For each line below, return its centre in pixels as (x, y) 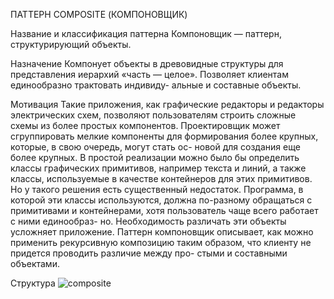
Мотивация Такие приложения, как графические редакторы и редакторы (167, 104)
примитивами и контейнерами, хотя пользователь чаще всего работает (164, 210)
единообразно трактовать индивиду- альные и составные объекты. (156, 85)
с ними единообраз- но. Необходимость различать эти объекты (148, 221)
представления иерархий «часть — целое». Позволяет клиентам (149, 74)
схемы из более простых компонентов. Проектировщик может (145, 125)
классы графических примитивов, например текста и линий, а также (158, 168)
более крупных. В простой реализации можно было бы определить (155, 157)
